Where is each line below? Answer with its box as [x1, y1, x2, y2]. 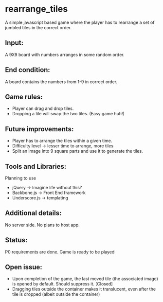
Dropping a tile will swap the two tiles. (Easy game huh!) [12, 111, 125, 117]
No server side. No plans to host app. [5, 222, 80, 228]
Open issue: [5, 263, 42, 271]
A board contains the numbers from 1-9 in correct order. [5, 79, 118, 85]
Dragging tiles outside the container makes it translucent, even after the [12, 286, 156, 292]
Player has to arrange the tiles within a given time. [12, 138, 112, 144]
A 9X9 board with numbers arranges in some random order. [5, 52, 125, 57]
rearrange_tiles [5, 3, 68, 15]
